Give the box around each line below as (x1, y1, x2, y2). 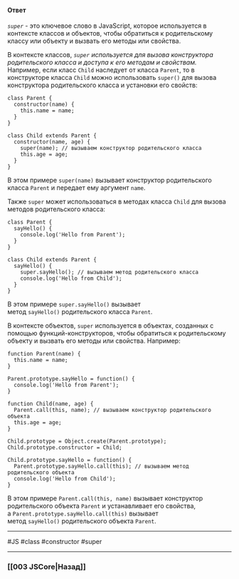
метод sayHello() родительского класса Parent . (7, 308, 153, 316)
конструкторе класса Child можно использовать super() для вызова (7, 74, 217, 82)
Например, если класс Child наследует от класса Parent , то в (7, 66, 196, 74)
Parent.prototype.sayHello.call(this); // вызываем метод (14, 463, 190, 470)
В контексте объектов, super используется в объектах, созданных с (7, 321, 214, 330)
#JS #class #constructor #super (7, 538, 102, 546)
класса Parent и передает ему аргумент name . (7, 183, 146, 192)
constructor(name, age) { (14, 139, 91, 146)
